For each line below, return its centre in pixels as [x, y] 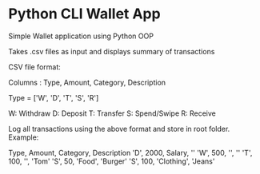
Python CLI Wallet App [85, 14]
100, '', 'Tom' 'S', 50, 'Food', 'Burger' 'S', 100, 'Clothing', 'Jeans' [112, 161]
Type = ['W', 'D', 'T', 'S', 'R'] [54, 97]
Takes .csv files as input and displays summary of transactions [112, 51]
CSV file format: [35, 67]
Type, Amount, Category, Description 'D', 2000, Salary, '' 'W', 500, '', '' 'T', [130, 152]
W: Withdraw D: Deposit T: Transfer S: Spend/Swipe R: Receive [112, 113]
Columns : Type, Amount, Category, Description [87, 82]
